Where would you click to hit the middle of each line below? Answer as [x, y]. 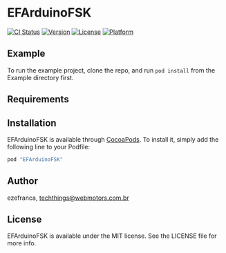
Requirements [38, 99]
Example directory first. [40, 77]
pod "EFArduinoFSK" [35, 159]
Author [22, 181]
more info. [22, 243]
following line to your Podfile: [49, 147]
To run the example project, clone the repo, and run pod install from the [111, 70]
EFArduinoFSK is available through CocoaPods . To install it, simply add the [113, 139]
